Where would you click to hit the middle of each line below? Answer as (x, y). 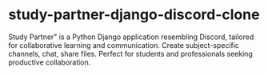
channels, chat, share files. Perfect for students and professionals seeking (131, 53)
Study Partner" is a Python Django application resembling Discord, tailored (131, 37)
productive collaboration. (50, 62)
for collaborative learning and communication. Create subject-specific (124, 45)
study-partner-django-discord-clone (134, 15)
